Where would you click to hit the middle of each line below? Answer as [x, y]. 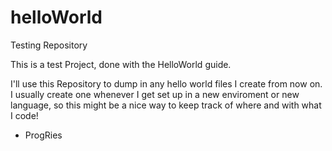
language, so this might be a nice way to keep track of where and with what [166, 105]
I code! [24, 115]
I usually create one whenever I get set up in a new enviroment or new [155, 94]
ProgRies [43, 135]
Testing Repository [49, 45]
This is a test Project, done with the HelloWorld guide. [121, 64]
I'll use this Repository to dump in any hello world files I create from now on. [166, 83]
